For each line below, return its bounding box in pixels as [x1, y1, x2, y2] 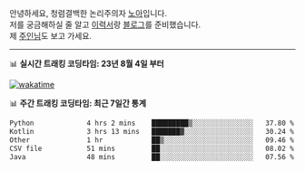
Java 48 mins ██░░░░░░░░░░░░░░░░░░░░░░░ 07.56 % [9, 152, 295, 161]
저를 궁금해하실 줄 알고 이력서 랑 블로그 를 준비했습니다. [9, 19, 202, 30]
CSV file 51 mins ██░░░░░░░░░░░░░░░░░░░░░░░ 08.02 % [9, 144, 295, 153]
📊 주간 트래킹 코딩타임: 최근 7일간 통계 [9, 98, 147, 109]
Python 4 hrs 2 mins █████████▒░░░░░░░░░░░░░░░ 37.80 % [9, 119, 295, 128]
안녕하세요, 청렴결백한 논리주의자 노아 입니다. [9, 8, 168, 18]
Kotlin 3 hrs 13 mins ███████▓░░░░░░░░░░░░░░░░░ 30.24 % [9, 127, 295, 136]
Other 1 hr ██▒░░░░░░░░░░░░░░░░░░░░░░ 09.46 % [9, 135, 295, 145]
